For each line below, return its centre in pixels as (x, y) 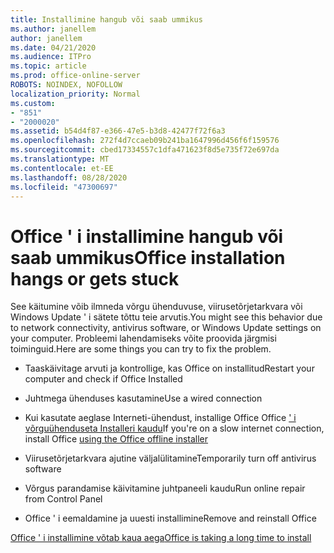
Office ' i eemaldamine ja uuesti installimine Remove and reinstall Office (170, 518)
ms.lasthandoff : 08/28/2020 (69, 177)
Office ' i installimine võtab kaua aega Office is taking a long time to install (161, 538)
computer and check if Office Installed (103, 379)
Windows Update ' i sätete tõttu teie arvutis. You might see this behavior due (166, 317)
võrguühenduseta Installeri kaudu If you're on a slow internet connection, (174, 428)
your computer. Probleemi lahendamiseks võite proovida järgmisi (143, 338)
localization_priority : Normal (75, 94)
